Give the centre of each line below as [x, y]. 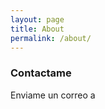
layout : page [37, 19]
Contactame [41, 73]
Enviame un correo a [53, 95]
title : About [37, 29]
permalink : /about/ [51, 38]
